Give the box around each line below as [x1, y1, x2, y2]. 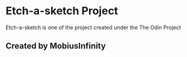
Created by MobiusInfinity [5, 41, 106, 51]
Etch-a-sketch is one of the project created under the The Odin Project [5, 24, 182, 31]
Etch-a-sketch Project [5, 4, 118, 18]
